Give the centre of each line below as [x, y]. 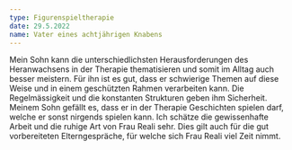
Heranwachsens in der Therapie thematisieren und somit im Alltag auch [142, 69]
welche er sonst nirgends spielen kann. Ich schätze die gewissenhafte [139, 117]
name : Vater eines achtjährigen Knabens [86, 34]
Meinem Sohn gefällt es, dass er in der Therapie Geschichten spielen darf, [147, 108]
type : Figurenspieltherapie [62, 18]
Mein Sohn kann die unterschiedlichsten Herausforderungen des [129, 60]
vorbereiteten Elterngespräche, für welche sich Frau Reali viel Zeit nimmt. [145, 137]
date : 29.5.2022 [40, 26]
